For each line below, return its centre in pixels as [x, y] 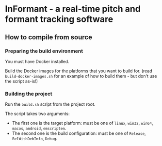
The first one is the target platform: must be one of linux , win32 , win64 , [82, 123]
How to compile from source [49, 37]
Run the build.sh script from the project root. [50, 104]
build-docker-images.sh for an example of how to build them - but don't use [81, 76]
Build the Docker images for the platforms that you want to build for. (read [79, 71]
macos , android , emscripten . [39, 128]
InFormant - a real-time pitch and [73, 9]
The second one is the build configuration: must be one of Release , [79, 133]
